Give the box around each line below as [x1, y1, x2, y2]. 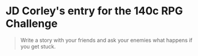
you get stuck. [20, 43, 56, 50]
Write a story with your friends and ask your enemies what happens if [20, 36, 193, 43]
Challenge [5, 17, 58, 30]
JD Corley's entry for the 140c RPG [5, 4, 184, 18]
